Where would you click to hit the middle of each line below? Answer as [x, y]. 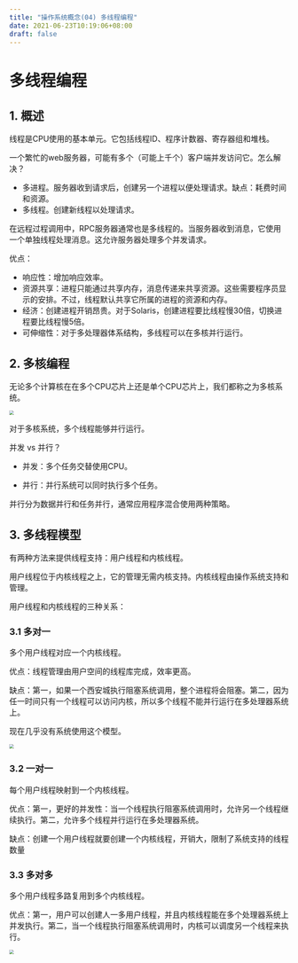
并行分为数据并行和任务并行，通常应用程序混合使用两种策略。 [122, 504]
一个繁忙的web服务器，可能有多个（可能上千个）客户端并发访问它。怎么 [141, 158]
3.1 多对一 [30, 631]
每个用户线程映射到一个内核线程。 [71, 789]
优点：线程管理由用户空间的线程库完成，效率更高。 [102, 671]
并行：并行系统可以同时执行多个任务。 [92, 485]
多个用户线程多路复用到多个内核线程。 [79, 896]
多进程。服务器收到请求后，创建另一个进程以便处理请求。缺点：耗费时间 [154, 188]
